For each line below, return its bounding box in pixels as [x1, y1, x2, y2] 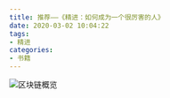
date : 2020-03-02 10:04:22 [9, 21, 109, 30]
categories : [9, 46, 53, 55]
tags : [9, 29, 29, 38]
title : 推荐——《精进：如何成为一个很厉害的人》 [9, 12, 165, 22]
